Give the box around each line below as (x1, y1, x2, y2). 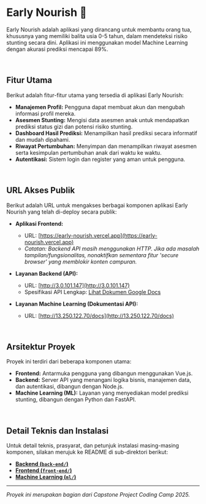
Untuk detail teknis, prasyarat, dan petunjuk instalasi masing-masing (6, 442, 180, 449)
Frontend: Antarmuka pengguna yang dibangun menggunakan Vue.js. (15, 370, 193, 377)
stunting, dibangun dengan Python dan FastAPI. (15, 396, 136, 403)
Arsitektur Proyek (6, 341, 75, 352)
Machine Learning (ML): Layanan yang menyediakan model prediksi (15, 389, 189, 397)
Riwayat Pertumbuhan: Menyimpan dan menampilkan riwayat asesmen (15, 142, 197, 150)
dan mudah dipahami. (15, 136, 71, 143)
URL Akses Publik (6, 185, 75, 196)
